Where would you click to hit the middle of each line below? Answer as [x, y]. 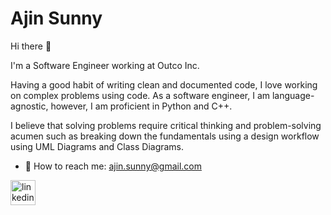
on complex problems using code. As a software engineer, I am [140, 95]
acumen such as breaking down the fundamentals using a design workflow [165, 136]
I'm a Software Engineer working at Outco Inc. [105, 65]
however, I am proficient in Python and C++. [141, 106]
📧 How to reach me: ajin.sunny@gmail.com [113, 166]
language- [293, 95]
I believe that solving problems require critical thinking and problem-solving [166, 125]
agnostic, [29, 106]
